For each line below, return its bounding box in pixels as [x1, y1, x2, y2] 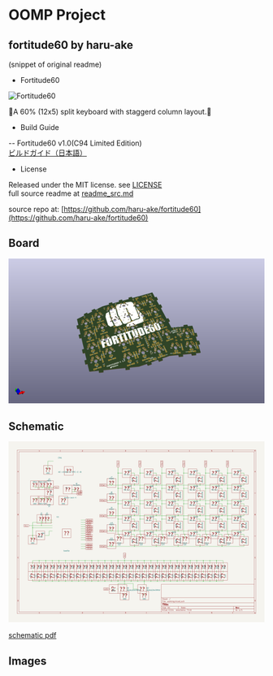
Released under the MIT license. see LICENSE [8, 180, 162, 189]
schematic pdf [8, 630, 57, 640]
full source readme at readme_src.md [8, 188, 134, 198]
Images [8, 654, 47, 668]
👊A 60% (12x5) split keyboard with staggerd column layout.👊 [8, 107, 212, 116]
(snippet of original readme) [8, 59, 102, 69]
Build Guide [19, 123, 59, 132]
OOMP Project [8, 6, 106, 24]
